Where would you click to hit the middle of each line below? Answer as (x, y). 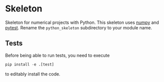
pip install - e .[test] (30, 64)
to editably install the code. (33, 74)
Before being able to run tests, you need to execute (57, 55)
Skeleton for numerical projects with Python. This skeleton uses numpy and (82, 22)
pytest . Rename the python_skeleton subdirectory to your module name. (79, 27)
